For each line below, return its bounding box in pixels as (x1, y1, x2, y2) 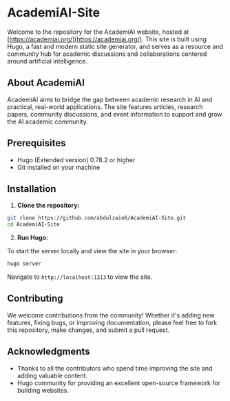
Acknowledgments (7, 346, 91, 358)
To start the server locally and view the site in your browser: (7, 247, 178, 255)
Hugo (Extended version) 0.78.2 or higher (17, 155, 136, 164)
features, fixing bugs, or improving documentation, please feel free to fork (7, 318, 218, 326)
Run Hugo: (17, 233, 49, 242)
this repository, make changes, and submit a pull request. (7, 326, 170, 334)
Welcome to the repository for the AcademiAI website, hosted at (7, 28, 189, 36)
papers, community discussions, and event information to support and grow (7, 110, 222, 118)
